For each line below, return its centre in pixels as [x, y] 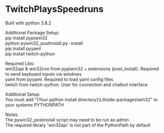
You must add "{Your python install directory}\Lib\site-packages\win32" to [82, 99]
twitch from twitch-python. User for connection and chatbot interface [77, 84]
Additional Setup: [23, 94]
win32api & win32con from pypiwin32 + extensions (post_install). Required [82, 69]
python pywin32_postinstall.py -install [44, 43]
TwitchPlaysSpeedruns [54, 9]
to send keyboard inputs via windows [43, 74]
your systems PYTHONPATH [34, 105]
